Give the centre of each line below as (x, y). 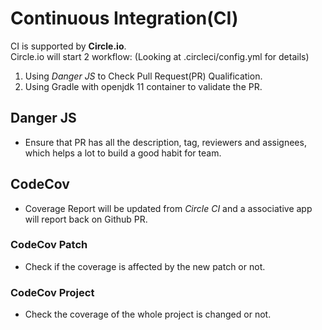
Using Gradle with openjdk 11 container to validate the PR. (143, 86)
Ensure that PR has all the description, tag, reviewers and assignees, (165, 142)
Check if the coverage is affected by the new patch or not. (145, 266)
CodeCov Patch (49, 245)
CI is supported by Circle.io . (68, 46)
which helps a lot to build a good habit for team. (123, 153)
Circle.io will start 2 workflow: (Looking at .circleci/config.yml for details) (160, 56)
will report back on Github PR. (86, 219)
